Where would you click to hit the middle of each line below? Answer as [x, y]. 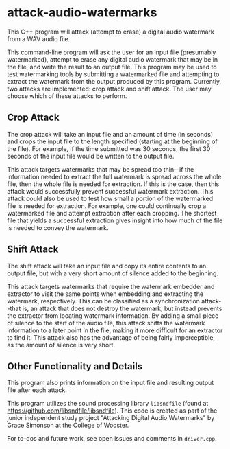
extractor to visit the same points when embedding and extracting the [105, 294]
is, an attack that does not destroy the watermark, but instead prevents [122, 308]
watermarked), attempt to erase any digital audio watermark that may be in [113, 59]
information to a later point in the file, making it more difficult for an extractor [115, 330]
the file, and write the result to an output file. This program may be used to [112, 67]
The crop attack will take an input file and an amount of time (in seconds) [110, 134]
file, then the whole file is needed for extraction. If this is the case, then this [113, 184]
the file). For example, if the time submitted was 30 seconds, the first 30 [109, 148]
